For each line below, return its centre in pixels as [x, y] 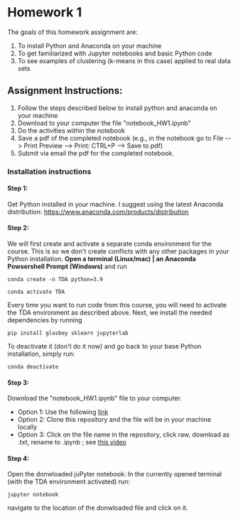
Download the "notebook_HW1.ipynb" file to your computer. [95, 398]
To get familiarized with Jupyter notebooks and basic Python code [115, 53]
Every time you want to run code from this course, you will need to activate [117, 305]
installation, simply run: [41, 354]
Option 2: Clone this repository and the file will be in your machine [114, 420]
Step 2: [18, 228]
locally [27, 427]
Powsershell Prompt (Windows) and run [67, 266]
